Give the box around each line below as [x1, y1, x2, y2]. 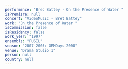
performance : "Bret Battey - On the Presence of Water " [5, 7, 124, 12]
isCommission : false [5, 25, 47, 30]
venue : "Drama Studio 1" [5, 48, 56, 52]
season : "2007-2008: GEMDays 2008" [5, 43, 78, 48]
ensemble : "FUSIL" [5, 39, 43, 44]
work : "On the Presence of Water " [5, 20, 78, 26]
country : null [5, 57, 34, 62]
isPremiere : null [5, 12, 41, 17]
